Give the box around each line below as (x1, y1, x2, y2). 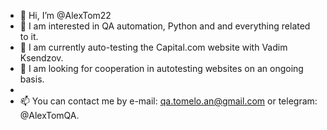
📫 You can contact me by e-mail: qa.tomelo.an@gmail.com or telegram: (19, 95, 318, 107)
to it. (19, 31, 39, 42)
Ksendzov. (19, 52, 64, 64)
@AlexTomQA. (19, 110, 80, 121)
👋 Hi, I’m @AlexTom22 (19, 10, 112, 21)
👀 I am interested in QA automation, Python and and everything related (19, 20, 311, 32)
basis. (19, 73, 45, 85)
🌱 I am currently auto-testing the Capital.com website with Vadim (19, 41, 288, 53)
